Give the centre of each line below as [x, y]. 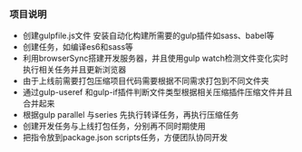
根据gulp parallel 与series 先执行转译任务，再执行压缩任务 [131, 115]
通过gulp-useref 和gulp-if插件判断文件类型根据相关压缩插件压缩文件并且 [157, 92]
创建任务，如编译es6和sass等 [78, 47]
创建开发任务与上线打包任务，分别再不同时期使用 [114, 126]
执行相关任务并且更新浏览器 [74, 70]
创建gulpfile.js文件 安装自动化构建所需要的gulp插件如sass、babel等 [148, 36]
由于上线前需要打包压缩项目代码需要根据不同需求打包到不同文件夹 [146, 81]
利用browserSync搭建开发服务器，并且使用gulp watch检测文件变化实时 [155, 58]
